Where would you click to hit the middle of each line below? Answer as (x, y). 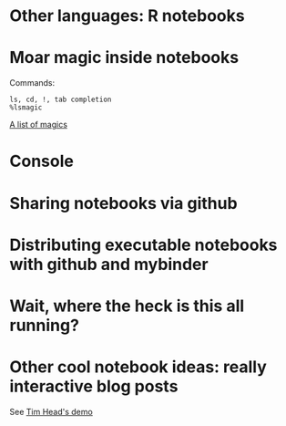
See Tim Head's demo (51, 411)
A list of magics (39, 125)
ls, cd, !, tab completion (61, 100)
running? (45, 325)
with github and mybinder (109, 264)
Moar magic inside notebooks (124, 58)
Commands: (32, 83)
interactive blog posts (94, 386)
